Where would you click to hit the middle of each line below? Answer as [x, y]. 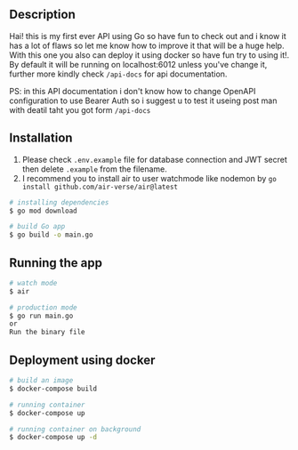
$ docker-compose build [53, 389]
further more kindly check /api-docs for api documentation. [118, 74]
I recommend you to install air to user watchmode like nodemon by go [149, 178]
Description [42, 15]
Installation [41, 138]
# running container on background [75, 429]
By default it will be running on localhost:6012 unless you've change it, [138, 64]
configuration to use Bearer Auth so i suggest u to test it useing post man [143, 100]
